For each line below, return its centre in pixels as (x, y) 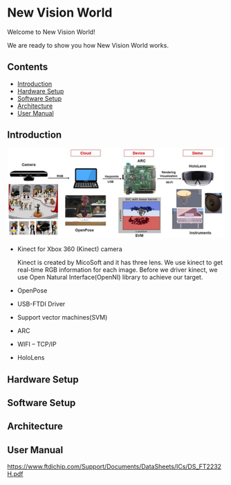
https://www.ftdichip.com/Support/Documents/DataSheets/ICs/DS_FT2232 (114, 467)
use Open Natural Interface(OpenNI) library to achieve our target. (110, 277)
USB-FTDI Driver (41, 304)
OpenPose (32, 291)
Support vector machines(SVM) (62, 318)
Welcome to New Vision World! (51, 32)
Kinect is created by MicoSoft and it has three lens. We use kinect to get (120, 263)
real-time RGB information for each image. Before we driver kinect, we (117, 270)
